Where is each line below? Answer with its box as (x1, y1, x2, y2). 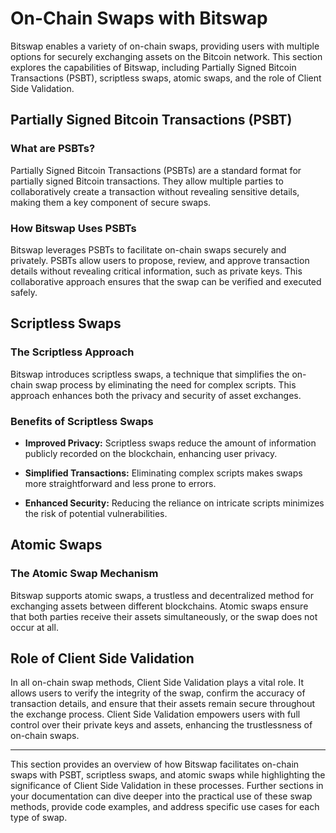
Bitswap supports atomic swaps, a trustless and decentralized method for (10, 589, 314, 601)
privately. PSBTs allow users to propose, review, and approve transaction (10, 254, 310, 266)
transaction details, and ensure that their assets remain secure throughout (10, 698, 316, 710)
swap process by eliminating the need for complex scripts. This (34, 378, 297, 391)
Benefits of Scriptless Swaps (10, 414, 154, 428)
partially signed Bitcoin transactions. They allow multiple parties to (10, 175, 284, 187)
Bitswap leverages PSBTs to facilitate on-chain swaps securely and (10, 243, 287, 256)
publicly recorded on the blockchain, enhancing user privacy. (24, 447, 278, 459)
